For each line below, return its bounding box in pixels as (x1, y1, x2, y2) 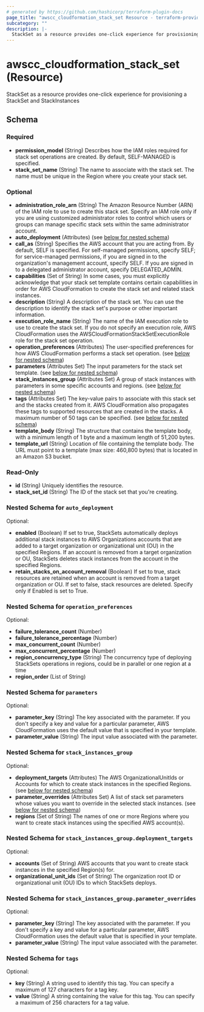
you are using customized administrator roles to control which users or (15, 214, 192, 222)
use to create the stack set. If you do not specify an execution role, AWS (15, 324, 196, 331)
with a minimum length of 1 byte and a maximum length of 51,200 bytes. (15, 433, 195, 441)
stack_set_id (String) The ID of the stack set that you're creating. (15, 488, 178, 495)
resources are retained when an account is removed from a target (15, 574, 180, 582)
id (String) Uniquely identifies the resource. (15, 482, 123, 489)
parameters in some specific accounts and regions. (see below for (15, 382, 182, 389)
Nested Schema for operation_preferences (6, 602, 133, 611)
